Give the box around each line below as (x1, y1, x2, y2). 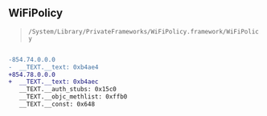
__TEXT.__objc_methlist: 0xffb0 (18, 93, 128, 101)
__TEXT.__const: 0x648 (18, 100, 95, 109)
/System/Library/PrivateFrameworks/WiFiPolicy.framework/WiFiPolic (27, 27, 259, 35)
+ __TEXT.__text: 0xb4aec (8, 78, 99, 86)
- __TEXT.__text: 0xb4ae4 (8, 63, 99, 71)
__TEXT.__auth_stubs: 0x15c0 (18, 86, 117, 94)
